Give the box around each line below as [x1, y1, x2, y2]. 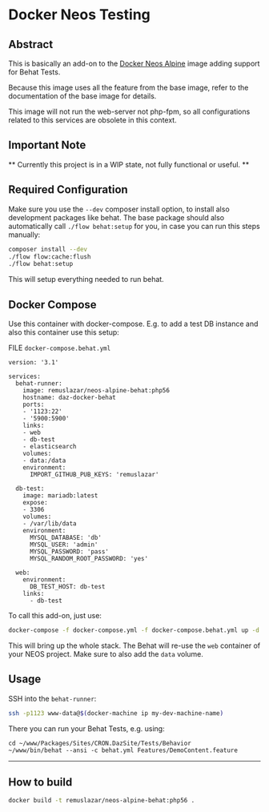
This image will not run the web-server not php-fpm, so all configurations [8, 107, 251, 116]
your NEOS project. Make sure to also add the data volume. [8, 649, 204, 658]
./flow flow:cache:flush [8, 252, 91, 261]
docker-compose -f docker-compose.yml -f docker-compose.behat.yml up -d [8, 626, 260, 634]
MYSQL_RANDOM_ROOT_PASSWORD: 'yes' [29, 555, 149, 563]
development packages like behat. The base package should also [8, 212, 225, 222]
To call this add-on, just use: [8, 611, 102, 621]
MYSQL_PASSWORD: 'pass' [29, 548, 110, 556]
